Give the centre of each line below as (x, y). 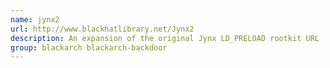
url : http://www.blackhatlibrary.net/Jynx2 (102, 29)
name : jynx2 (35, 19)
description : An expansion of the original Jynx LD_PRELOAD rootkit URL (165, 38)
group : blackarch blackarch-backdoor (89, 47)
